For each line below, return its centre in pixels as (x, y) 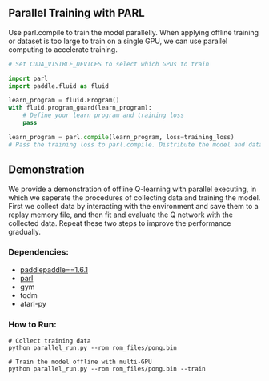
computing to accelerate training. (63, 49)
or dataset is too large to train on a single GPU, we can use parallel (118, 41)
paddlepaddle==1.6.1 (54, 269)
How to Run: (33, 324)
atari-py (33, 303)
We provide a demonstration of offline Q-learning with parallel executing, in (132, 189)
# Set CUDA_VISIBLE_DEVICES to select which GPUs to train (109, 64)
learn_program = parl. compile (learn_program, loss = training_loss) (121, 137)
